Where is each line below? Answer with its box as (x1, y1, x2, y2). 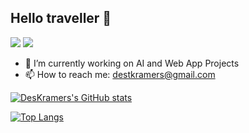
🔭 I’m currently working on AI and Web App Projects (24, 57, 240, 69)
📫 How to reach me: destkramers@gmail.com (24, 68, 216, 80)
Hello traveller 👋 (10, 10, 112, 27)
